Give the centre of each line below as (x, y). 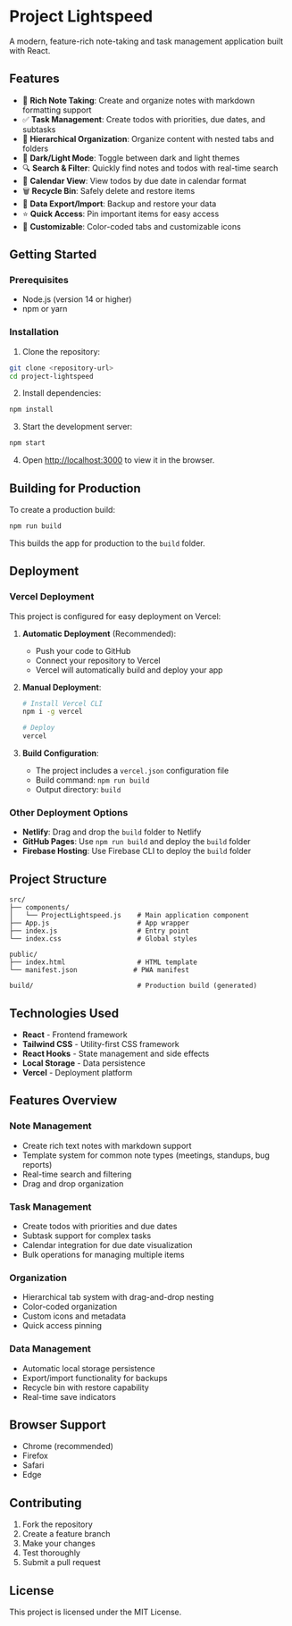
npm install (31, 410)
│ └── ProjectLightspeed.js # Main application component (129, 916)
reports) (37, 1164)
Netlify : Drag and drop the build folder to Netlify (112, 832)
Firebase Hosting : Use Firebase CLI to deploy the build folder (137, 851)
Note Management (50, 1126)
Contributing (46, 1503)
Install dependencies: (62, 393)
